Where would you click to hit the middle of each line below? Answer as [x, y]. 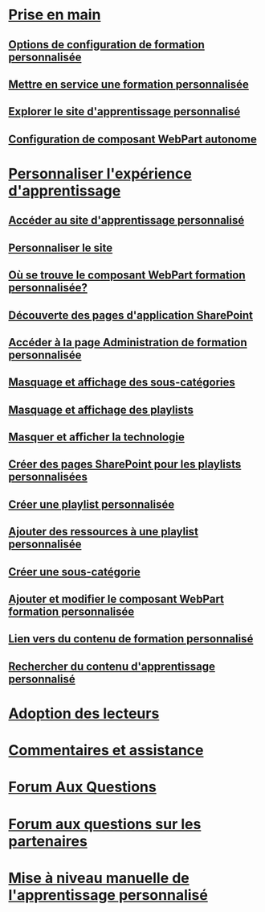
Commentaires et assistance [106, 751]
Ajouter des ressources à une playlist [104, 532]
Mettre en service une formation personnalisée [128, 84]
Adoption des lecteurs [84, 713]
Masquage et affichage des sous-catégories [122, 383]
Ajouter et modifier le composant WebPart [116, 599]
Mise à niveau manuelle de [99, 878]
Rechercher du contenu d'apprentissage [112, 666]
